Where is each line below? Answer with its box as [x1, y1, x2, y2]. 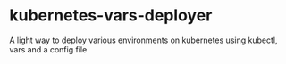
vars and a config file [9, 44, 88, 54]
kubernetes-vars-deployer [9, 5, 213, 26]
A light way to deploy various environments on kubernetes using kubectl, [9, 35, 278, 45]
